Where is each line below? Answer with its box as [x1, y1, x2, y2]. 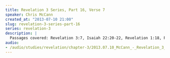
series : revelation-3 [5, 26, 51, 31]
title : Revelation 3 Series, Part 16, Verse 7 [5, 7, 105, 13]
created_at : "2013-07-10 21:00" [5, 17, 73, 22]
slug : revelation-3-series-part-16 [5, 21, 80, 27]
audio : [5, 40, 19, 45]
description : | [5, 31, 37, 36]
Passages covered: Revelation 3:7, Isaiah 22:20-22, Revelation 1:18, [10, 36, 162, 41]
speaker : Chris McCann [5, 12, 53, 17]
